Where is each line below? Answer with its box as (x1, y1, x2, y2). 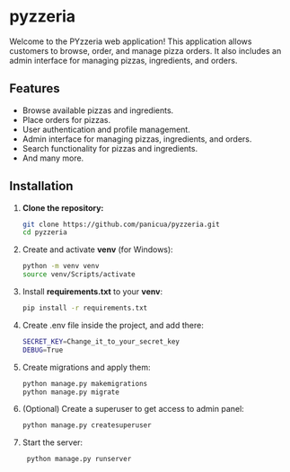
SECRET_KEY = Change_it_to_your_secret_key (22, 337, 180, 346)
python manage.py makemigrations (22, 379, 148, 388)
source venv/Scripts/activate (22, 270, 136, 279)
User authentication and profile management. (22, 124, 190, 135)
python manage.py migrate (22, 388, 119, 397)
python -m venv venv (22, 262, 100, 271)
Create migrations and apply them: (22, 362, 151, 372)
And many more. (22, 153, 84, 163)
